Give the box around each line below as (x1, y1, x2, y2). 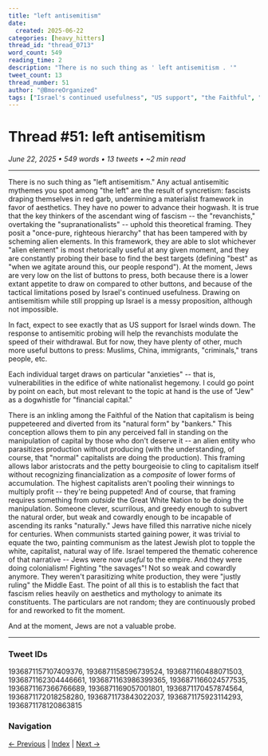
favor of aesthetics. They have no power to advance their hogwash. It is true (8, 203, 259, 213)
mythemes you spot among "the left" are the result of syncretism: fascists (8, 185, 251, 196)
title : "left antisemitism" (8, 11, 102, 20)
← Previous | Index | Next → (8, 738, 100, 748)
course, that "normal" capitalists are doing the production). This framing (8, 453, 246, 463)
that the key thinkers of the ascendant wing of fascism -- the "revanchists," (8, 211, 256, 221)
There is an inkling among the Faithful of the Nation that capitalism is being (8, 411, 254, 420)
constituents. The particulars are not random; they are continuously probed (8, 597, 256, 607)
